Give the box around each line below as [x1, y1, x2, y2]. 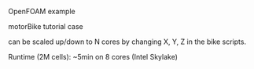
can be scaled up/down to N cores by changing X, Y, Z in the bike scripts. [8, 37, 246, 46]
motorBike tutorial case [8, 22, 84, 31]
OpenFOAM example [8, 7, 76, 16]
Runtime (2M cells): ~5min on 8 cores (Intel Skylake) [8, 53, 179, 61]
